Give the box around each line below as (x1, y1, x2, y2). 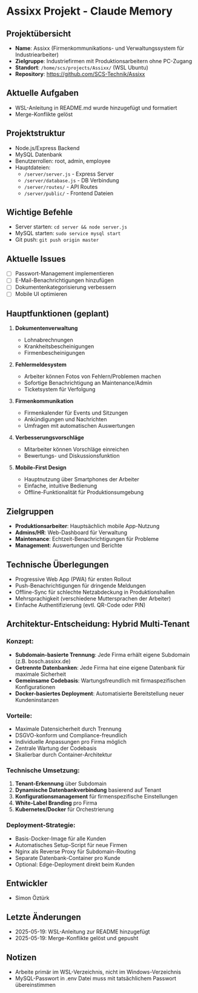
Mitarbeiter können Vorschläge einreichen (24, 445, 129, 453)
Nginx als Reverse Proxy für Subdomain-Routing (15, 848, 136, 855)
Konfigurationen (15, 683, 56, 690)
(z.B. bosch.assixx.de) (15, 658, 71, 665)
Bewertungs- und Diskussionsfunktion (24, 452, 120, 459)
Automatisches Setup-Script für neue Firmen (15, 841, 128, 848)
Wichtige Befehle (6, 207, 73, 218)
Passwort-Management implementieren (15, 270, 114, 277)
